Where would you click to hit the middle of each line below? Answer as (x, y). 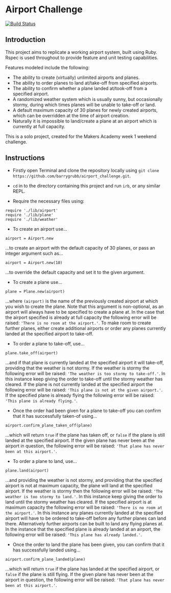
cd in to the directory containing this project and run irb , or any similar (87, 186)
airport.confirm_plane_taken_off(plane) (49, 425)
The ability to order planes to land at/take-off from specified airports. (85, 83)
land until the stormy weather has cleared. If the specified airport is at (79, 502)
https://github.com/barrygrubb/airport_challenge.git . (72, 176)
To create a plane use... (37, 282)
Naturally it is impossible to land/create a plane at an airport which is (85, 121)
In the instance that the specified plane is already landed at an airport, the (83, 529)
